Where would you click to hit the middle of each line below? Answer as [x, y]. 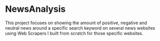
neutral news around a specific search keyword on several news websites [80, 28]
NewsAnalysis [35, 9]
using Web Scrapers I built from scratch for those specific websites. [74, 33]
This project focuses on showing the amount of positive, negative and [76, 23]
